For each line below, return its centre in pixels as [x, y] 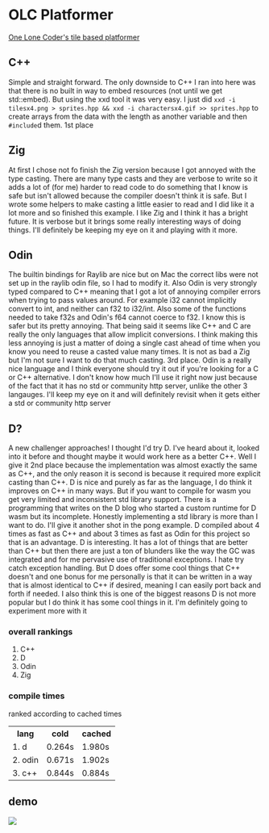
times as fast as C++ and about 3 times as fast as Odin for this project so [129, 534]
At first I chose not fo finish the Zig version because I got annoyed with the [132, 170]
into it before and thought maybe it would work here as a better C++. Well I [132, 457]
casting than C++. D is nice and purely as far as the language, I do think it [130, 483]
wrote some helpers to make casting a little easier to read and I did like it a [132, 204]
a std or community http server [60, 403]
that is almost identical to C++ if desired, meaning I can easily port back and [135, 585]
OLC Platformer [61, 15]
